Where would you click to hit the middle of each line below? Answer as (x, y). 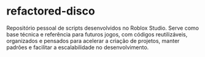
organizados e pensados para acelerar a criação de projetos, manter (93, 41)
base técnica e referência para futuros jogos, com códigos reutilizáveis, (97, 34)
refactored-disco (51, 11)
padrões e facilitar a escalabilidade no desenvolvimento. (78, 47)
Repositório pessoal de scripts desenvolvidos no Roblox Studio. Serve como (103, 28)
